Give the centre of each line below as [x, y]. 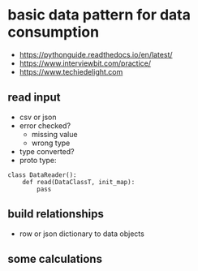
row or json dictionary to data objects [82, 234]
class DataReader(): [43, 175]
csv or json [38, 117]
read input [34, 98]
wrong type [51, 143]
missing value [54, 134]
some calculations [55, 258]
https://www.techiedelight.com [71, 71]
